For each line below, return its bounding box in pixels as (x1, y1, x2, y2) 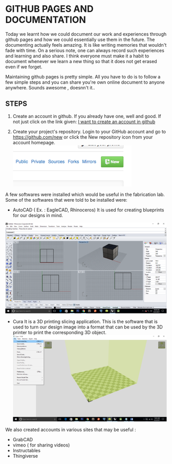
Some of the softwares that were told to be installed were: (5, 197, 127, 203)
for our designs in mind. (12, 212, 63, 218)
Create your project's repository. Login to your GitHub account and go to (12, 128, 166, 134)
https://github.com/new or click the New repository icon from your (12, 134, 153, 140)
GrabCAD (12, 437, 33, 443)
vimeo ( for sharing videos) (12, 442, 70, 448)
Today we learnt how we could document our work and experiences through (5, 31, 167, 37)
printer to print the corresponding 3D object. (12, 329, 106, 335)
